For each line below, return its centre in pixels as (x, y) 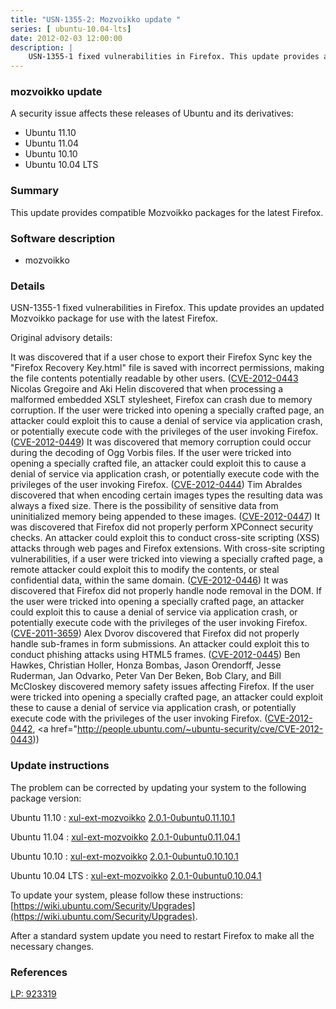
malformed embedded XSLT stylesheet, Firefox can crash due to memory (161, 400)
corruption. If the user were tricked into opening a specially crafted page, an (167, 410)
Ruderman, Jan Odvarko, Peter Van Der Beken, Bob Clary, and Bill (146, 676)
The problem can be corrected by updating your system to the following (158, 787)
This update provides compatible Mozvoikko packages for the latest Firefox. (167, 212)
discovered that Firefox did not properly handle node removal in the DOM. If (166, 591)
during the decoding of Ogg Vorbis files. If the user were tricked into (151, 453)
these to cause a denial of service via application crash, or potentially (153, 708)
